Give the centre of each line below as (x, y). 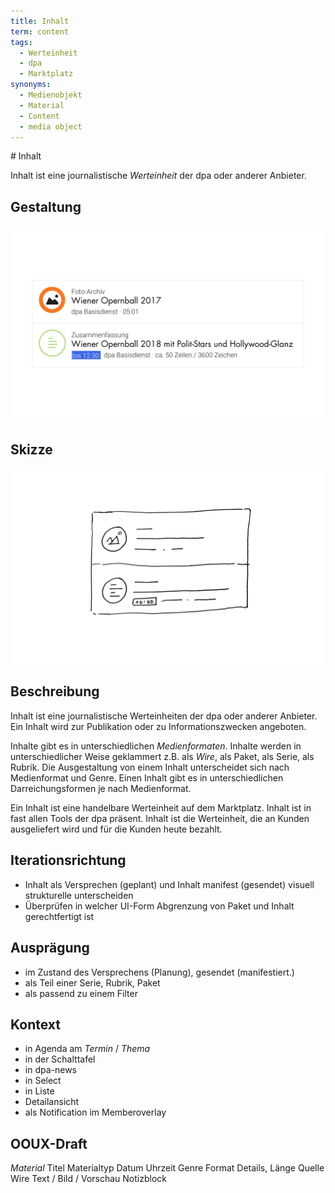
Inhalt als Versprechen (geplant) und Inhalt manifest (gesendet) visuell (169, 884)
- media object (51, 126)
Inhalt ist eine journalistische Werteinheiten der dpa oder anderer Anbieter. (164, 716)
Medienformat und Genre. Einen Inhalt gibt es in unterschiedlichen (147, 777)
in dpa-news (51, 1070)
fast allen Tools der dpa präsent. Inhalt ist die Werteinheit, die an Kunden (160, 818)
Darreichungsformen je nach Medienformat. (101, 788)
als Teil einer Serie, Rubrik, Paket (92, 982)
